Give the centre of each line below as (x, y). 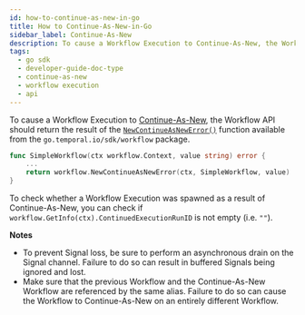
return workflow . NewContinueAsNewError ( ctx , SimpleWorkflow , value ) (158, 172)
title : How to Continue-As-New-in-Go (81, 26)
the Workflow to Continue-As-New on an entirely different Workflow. (151, 301)
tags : (20, 52)
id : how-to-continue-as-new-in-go (75, 18)
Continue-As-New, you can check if (76, 208)
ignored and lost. (54, 272)
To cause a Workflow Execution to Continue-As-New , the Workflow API (143, 120)
